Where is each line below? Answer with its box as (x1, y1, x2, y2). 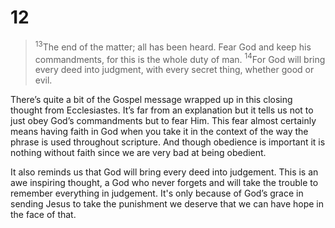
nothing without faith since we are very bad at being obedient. (10, 147, 267, 159)
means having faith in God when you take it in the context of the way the (10, 126, 309, 138)
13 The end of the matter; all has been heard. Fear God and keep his (34, 39, 312, 53)
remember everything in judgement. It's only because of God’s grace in (10, 187, 304, 200)
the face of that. (10, 209, 77, 221)
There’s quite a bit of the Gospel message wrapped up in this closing (10, 94, 293, 106)
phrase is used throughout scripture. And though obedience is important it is (10, 136, 326, 148)
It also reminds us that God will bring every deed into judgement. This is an (10, 166, 319, 178)
